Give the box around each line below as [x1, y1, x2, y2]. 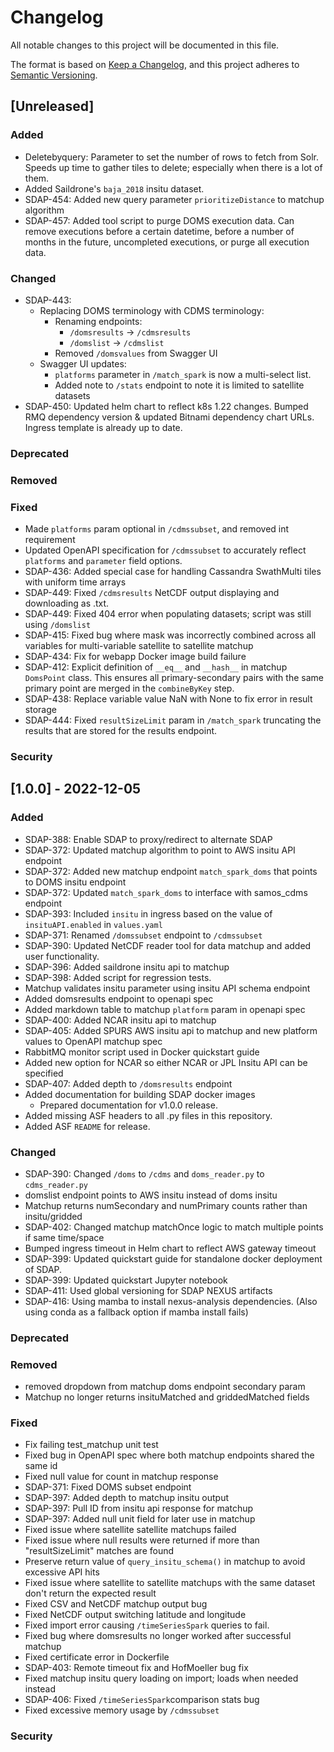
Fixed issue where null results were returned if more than [24, 1534, 260, 1546]
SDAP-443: [24, 294, 72, 306]
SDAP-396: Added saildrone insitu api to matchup [24, 961, 230, 973]
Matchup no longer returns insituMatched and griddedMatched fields [24, 1391, 310, 1403]
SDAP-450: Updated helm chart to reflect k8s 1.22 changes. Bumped [24, 400, 309, 412]
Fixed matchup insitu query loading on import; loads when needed [24, 1672, 299, 1685]
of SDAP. [24, 1263, 63, 1275]
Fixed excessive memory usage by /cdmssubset [24, 1704, 220, 1716]
